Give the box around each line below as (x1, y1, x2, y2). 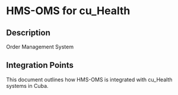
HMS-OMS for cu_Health (6, 4, 131, 18)
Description (6, 28, 50, 38)
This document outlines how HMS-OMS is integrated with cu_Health (6, 76, 173, 83)
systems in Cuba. (6, 82, 49, 89)
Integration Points (6, 60, 74, 70)
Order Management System (6, 43, 74, 50)
